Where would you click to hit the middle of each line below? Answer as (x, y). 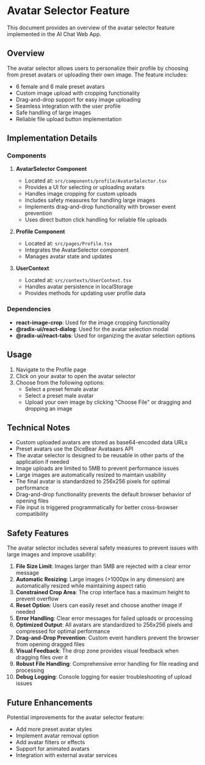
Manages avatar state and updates (68, 256)
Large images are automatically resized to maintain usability (91, 475)
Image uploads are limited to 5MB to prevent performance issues (97, 468)
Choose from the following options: (60, 382)
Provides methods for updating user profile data (85, 293)
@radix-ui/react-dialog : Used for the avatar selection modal (92, 329)
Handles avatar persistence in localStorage (79, 287)
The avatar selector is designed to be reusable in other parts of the (100, 455)
